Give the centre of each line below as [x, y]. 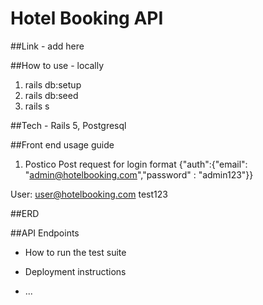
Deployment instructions [75, 271]
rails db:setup [53, 84]
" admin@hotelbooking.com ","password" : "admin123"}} [139, 174]
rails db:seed [51, 95]
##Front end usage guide [62, 144]
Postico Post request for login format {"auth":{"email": [136, 164]
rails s [37, 106]
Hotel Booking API [87, 18]
